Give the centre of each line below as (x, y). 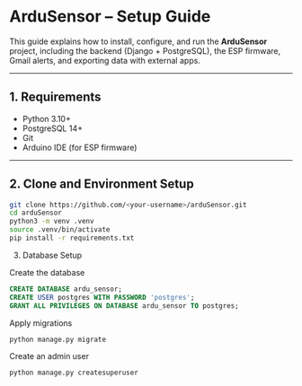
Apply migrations (41, 323)
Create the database (47, 272)
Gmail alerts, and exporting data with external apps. (105, 60)
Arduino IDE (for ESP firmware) (80, 147)
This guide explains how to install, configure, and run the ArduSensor (138, 41)
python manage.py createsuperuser (74, 373)
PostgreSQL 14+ (53, 128)
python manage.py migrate (58, 339)
